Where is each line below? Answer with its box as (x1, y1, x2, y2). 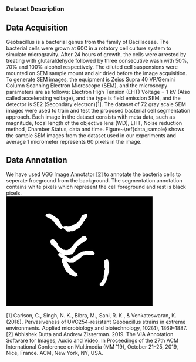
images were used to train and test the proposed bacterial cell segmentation (6, 107, 191, 114)
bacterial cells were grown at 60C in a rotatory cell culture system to (6, 45, 171, 52)
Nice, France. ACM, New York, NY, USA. (6, 349, 103, 356)
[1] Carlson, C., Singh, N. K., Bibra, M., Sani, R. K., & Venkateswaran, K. (6, 312, 177, 319)
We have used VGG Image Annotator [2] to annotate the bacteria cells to (6, 171, 181, 178)
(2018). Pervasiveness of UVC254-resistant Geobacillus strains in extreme (6, 318, 186, 325)
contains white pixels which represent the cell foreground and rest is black (6, 183, 186, 190)
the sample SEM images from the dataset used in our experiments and (6, 131, 176, 139)
